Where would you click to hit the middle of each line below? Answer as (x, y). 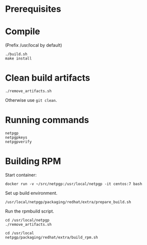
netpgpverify (18, 142)
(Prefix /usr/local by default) (34, 45)
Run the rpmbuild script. (30, 211)
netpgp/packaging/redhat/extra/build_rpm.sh (52, 237)
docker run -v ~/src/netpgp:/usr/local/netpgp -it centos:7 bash (73, 184)
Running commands (47, 120)
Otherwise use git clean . (31, 100)
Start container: (21, 175)
